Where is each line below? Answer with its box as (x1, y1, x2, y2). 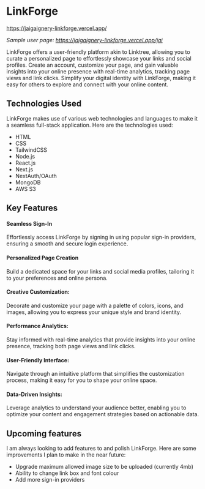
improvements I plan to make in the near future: (6, 451, 126, 458)
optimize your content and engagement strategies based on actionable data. (6, 411, 199, 418)
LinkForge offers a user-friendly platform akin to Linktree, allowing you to (6, 48, 191, 56)
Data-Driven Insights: (6, 390, 62, 398)
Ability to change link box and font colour (15, 469, 119, 477)
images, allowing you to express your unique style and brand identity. (6, 308, 182, 316)
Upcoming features (6, 428, 81, 439)
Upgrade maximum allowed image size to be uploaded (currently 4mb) (15, 463, 194, 471)
